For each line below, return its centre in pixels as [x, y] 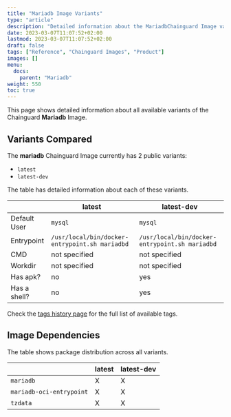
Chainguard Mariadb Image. [47, 117]
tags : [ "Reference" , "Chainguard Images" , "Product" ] [86, 52]
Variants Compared [50, 139]
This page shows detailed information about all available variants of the [108, 110]
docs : [21, 71]
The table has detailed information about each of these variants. [98, 190]
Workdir [23, 265]
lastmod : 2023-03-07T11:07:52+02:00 [59, 39]
